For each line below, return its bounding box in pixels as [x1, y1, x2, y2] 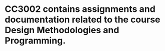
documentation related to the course [5, 14, 160, 25]
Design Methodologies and [5, 25, 119, 36]
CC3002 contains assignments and [5, 3, 156, 15]
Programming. [5, 35, 66, 47]
